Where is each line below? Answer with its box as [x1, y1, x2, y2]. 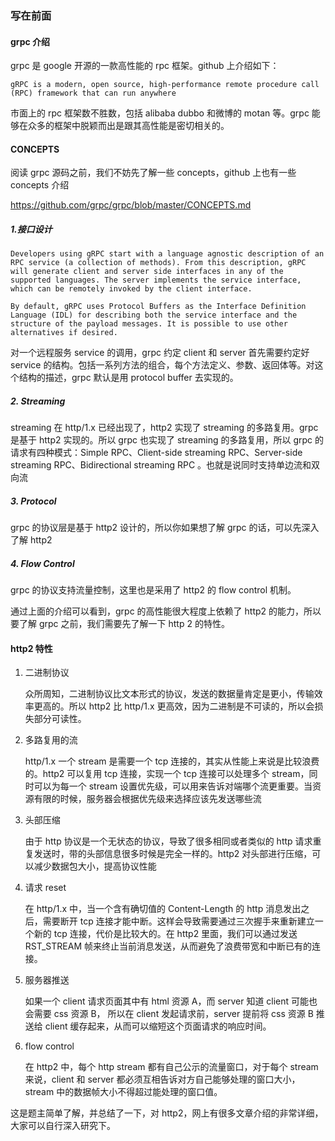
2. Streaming [10, 395, 66, 407]
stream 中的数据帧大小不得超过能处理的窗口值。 [24, 1086, 223, 1098]
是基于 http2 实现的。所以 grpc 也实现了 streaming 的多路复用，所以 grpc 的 [10, 434, 325, 446]
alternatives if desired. [10, 328, 118, 338]
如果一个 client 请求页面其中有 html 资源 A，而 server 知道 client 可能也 [24, 995, 318, 1007]
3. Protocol [10, 495, 57, 507]
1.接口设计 [10, 223, 53, 235]
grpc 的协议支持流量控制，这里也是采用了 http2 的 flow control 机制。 [10, 584, 297, 596]
